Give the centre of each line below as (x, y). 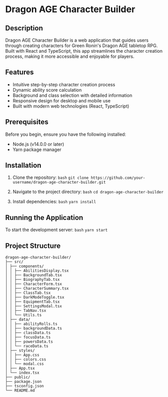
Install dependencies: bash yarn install (54, 202)
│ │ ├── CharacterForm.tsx (34, 284)
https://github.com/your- (118, 178)
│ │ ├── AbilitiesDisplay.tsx (37, 271)
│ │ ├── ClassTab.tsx (28, 293)
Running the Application (44, 217)
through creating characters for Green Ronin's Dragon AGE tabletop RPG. (81, 46)
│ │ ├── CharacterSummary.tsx (37, 288)
